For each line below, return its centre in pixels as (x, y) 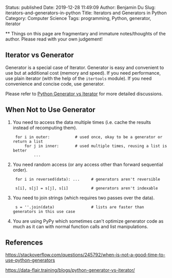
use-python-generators (30, 260)
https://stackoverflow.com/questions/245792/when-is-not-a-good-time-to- (85, 255)
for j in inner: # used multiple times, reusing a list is (96, 146)
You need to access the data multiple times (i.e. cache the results (82, 122)
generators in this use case (44, 211)
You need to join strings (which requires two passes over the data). (84, 198)
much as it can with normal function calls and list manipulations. (80, 226)
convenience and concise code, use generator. (55, 83)
